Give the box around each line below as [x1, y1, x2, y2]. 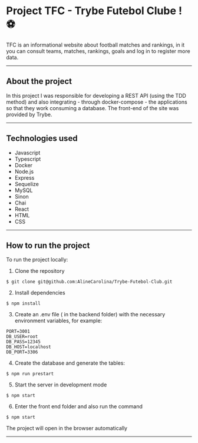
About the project [6, 77, 72, 87]
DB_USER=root [6, 334, 38, 340]
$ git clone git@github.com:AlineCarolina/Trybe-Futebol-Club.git [6, 279, 173, 285]
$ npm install [6, 300, 41, 307]
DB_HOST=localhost [6, 344, 51, 350]
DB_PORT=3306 [6, 349, 38, 355]
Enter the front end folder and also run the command [14, 403, 143, 410]
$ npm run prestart [6, 371, 54, 377]
